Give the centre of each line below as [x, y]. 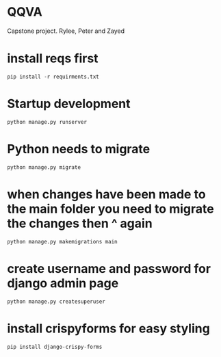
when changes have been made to [107, 194]
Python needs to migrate [79, 149]
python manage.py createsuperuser [56, 302]
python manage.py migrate [44, 167]
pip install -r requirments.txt [53, 77]
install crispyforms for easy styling [108, 328]
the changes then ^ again [80, 223]
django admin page [63, 283]
